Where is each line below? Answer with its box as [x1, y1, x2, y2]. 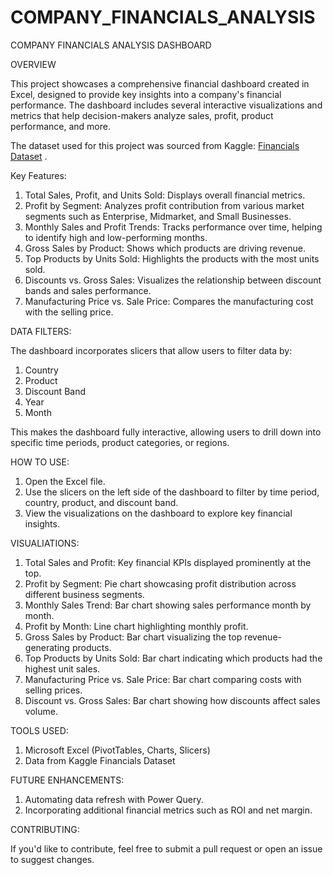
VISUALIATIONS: [10, 537, 80, 549]
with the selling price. [24, 306, 114, 318]
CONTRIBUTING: [10, 823, 80, 835]
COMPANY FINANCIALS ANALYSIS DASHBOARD [10, 39, 212, 51]
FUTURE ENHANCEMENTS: [10, 774, 125, 786]
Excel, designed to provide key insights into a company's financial [10, 88, 282, 100]
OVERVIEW [10, 58, 57, 70]
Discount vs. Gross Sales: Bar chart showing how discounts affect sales [24, 694, 321, 706]
